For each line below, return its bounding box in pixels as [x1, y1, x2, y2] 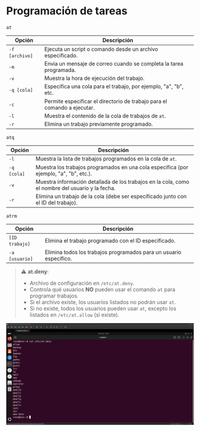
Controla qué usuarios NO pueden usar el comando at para [29, 286, 176, 293]
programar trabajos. [29, 292, 79, 299]
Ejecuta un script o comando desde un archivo [44, 45, 158, 52]
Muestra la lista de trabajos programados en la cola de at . [35, 155, 177, 162]
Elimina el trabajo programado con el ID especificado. [44, 237, 176, 244]
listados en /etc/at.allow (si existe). [29, 311, 120, 318]
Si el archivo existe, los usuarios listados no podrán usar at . [29, 299, 176, 306]
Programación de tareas [6, 4, 128, 18]
